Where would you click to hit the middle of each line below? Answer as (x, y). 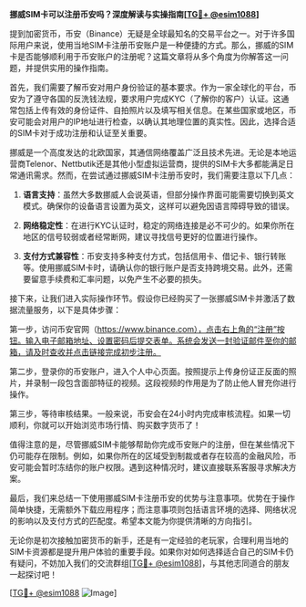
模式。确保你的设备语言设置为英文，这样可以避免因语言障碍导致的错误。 (158, 206)
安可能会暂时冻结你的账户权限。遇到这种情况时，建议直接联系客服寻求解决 (149, 467)
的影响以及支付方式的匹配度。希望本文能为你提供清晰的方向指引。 (133, 521)
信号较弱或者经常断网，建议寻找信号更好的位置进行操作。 (154, 237)
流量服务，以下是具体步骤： (69, 310)
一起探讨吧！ (33, 575)
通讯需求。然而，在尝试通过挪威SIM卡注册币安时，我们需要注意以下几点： (156, 175)
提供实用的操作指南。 (73, 68)
